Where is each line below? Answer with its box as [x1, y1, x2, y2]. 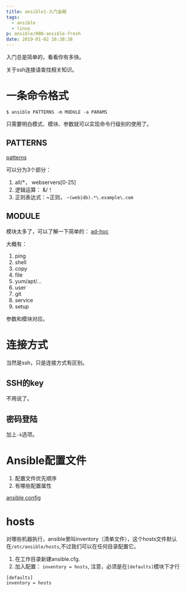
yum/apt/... [14, 277, 42, 284]
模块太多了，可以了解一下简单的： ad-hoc [6, 227, 109, 235]
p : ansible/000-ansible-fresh [6, 31, 81, 37]
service [14, 296, 34, 303]
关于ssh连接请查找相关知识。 [6, 66, 78, 73]
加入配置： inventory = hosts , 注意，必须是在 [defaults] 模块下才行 [14, 563, 180, 570]
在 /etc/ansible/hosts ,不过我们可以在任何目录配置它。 [6, 543, 139, 550]
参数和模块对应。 [6, 315, 48, 322]
